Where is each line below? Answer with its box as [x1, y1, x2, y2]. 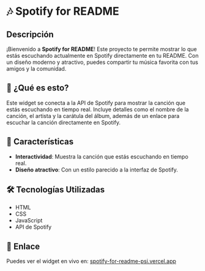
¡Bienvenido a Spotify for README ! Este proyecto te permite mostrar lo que [6, 45, 197, 53]
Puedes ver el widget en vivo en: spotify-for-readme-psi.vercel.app [6, 257, 176, 265]
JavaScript [15, 217, 43, 224]
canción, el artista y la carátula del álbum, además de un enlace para [6, 112, 180, 119]
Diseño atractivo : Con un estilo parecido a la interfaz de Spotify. [15, 166, 179, 173]
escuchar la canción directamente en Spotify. [6, 119, 121, 126]
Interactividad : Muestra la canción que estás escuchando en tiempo [15, 152, 188, 160]
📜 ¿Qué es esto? [6, 83, 69, 93]
